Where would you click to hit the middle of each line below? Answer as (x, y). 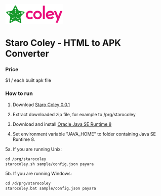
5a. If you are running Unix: (34, 149)
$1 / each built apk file (28, 80)
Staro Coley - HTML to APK (63, 43)
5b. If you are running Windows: (39, 173)
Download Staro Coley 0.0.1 (41, 105)
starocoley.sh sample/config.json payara (50, 164)
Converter (27, 54)
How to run (19, 93)
